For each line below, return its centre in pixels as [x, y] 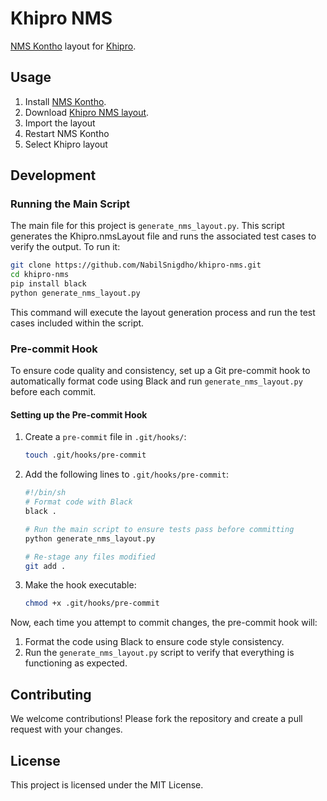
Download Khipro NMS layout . [87, 112]
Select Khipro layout [66, 144]
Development [53, 175]
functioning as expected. [76, 663]
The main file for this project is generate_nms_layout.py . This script [147, 226]
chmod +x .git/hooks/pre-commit [92, 603]
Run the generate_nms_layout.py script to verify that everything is [159, 653]
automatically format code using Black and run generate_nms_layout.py [156, 381]
